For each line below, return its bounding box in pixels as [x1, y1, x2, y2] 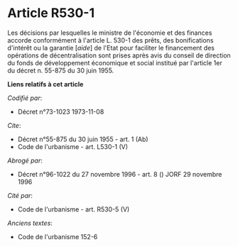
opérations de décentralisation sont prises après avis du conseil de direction [7, 51, 231, 60]
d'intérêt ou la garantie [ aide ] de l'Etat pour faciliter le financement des [7, 43, 215, 52]
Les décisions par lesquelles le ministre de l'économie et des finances [7, 28, 212, 37]
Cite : [7, 121, 21, 129]
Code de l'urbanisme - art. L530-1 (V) [17, 142, 129, 150]
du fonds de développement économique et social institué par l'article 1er [7, 58, 222, 67]
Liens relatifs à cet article [7, 79, 84, 88]
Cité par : [7, 191, 33, 199]
